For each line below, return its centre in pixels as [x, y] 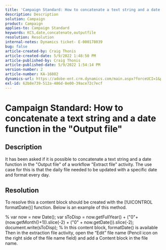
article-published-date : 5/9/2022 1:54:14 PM [53, 65]
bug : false [16, 47]
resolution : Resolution [30, 38]
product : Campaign [24, 24]
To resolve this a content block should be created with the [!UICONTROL [79, 202]
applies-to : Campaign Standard [37, 28]
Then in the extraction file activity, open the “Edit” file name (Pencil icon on [82, 233]
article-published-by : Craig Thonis [43, 60]
